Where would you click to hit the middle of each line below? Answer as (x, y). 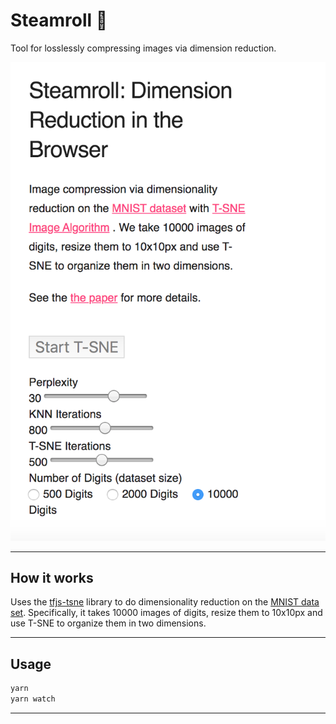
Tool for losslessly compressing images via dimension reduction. (143, 48)
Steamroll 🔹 (59, 20)
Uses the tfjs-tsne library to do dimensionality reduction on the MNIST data (165, 602)
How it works (52, 578)
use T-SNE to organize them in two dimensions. (108, 623)
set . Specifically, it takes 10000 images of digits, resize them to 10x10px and (166, 613)
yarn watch (33, 699)
